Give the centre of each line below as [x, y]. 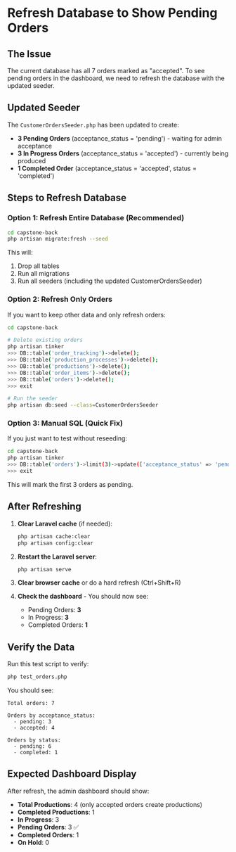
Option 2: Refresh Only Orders [60, 299]
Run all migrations [44, 274]
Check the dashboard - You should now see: [83, 597]
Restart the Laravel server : [57, 557]
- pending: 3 [33, 722]
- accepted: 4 [34, 728]
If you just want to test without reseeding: [67, 438]
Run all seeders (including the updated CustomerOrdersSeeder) [110, 281]
